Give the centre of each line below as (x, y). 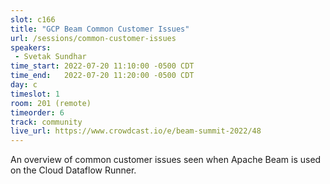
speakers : (31, 47)
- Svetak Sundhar (50, 57)
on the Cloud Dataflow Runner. (73, 170)
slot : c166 (33, 19)
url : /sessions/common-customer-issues (93, 38)
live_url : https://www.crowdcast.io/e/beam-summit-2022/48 (136, 131)
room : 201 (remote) (51, 103)
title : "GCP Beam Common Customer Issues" (100, 29)
